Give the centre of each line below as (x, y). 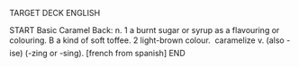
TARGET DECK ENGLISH (55, 13)
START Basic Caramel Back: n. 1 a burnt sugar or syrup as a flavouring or (145, 30)
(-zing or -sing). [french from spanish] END (105, 53)
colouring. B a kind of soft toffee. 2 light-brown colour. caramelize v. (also (147, 40)
